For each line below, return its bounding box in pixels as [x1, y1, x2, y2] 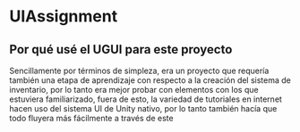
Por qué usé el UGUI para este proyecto [9, 42, 233, 57]
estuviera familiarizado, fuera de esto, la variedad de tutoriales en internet [9, 94, 282, 104]
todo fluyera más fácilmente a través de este [9, 113, 174, 123]
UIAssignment [9, 6, 118, 27]
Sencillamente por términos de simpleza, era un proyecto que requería [9, 65, 270, 76]
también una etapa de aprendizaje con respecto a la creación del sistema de [9, 75, 291, 86]
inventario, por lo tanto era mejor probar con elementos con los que [9, 85, 259, 95]
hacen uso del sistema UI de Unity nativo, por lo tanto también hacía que [9, 103, 278, 113]
